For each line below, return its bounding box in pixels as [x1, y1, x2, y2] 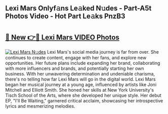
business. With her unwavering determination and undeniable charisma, [5, 71, 155, 77]
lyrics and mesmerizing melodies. [5, 103, 75, 109]
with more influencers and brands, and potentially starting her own [5, 65, 144, 71]
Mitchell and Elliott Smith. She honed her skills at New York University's [5, 87, 154, 93]
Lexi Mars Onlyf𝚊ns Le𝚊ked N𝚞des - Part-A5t [5, 4, 152, 13]
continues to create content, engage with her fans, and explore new [5, 55, 147, 60]
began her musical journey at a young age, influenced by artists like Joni [5, 82, 157, 88]
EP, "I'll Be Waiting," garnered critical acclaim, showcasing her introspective [5, 98, 163, 103]
